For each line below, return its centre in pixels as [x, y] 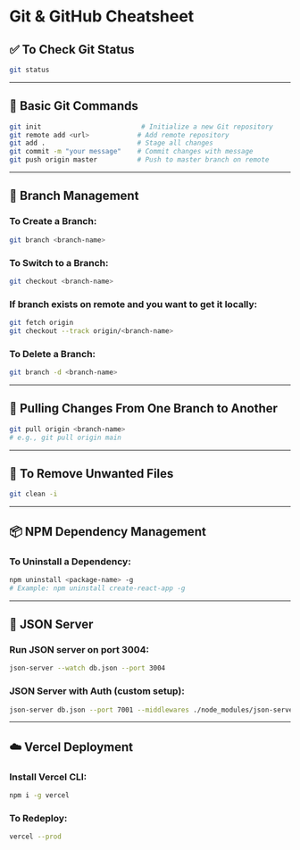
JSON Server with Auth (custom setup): [97, 691]
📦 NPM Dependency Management [108, 532]
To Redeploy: [38, 818]
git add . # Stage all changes [112, 143]
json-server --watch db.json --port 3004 [87, 668]
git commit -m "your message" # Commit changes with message [131, 152]
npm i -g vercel [39, 796]
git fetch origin [42, 323]
